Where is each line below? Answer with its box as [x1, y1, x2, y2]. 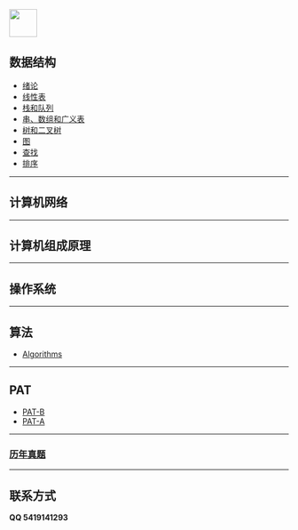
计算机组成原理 [9, 238, 91, 253]
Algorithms [21, 349, 63, 359]
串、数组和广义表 [21, 113, 85, 124]
